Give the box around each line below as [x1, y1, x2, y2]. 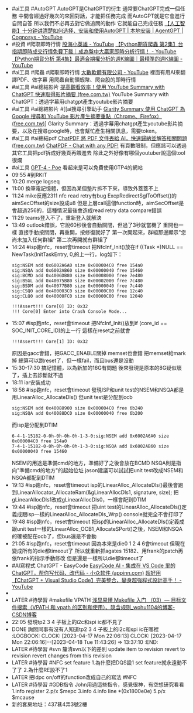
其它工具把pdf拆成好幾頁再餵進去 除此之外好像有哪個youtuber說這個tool [11, 149, 185, 156]
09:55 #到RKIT [11, 172, 47, 178]
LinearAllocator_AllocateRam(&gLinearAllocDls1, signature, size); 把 [16, 489, 179, 496]
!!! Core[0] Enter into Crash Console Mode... [11, 309, 127, 315]
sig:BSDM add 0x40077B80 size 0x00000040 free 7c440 [11, 283, 143, 289]
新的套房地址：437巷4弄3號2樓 [11, 701, 88, 708]
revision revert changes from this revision [11, 652, 112, 659]
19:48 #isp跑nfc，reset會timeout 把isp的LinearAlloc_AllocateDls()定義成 [11, 518, 185, 525]
